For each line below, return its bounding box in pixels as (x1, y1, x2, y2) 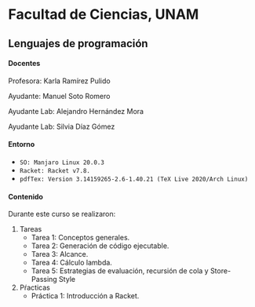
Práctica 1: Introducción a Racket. (31, 291, 140, 301)
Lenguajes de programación (8, 37, 148, 50)
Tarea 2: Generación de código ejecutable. (31, 241, 169, 250)
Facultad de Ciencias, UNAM (8, 5, 199, 24)
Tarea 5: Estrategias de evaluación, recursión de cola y (31, 266, 209, 276)
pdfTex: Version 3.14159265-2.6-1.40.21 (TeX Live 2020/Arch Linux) (19, 175, 249, 183)
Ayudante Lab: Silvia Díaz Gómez (8, 122, 115, 131)
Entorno (8, 140, 35, 149)
